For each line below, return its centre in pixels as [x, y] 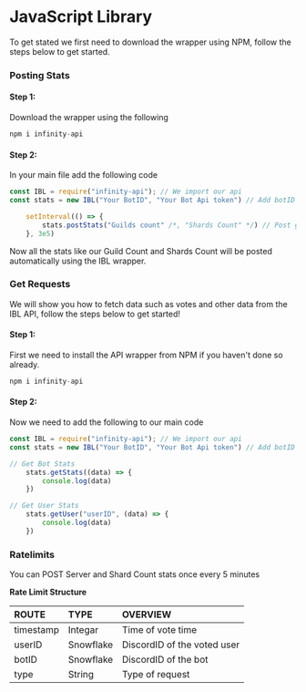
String [81, 675]
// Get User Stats [44, 506]
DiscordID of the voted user [181, 645]
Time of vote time [159, 630]
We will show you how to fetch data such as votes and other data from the [149, 304]
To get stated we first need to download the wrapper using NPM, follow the [150, 42]
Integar [83, 630]
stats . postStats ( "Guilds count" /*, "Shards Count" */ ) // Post [167, 225]
